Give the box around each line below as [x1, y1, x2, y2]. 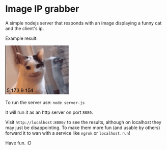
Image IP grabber [5, 3, 79, 15]
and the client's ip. [5, 25, 44, 31]
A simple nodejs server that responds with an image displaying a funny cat [5, 20, 162, 26]
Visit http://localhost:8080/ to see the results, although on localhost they [5, 119, 162, 125]
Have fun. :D [5, 140, 32, 146]
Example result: [5, 35, 38, 41]
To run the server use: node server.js [5, 99, 85, 105]
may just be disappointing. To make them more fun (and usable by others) [5, 124, 160, 131]
